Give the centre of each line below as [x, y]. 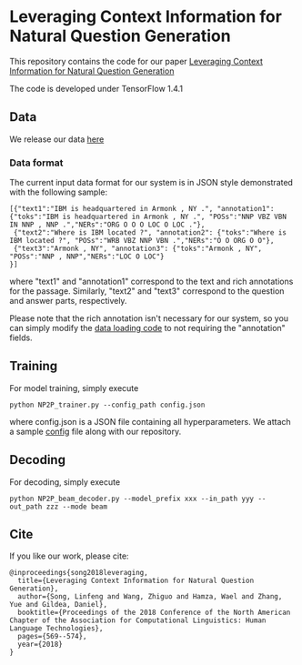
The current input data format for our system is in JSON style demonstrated [151, 183]
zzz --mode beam [76, 507]
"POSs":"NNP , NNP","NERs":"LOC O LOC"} [87, 257]
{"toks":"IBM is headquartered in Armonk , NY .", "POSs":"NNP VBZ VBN [148, 217]
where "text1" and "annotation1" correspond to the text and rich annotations [151, 282]
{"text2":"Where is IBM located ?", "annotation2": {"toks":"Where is [150, 233]
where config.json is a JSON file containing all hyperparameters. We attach [150, 421]
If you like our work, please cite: [69, 556]
